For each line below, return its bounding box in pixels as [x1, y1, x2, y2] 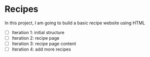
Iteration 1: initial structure [11, 29, 65, 35]
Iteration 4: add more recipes [11, 46, 71, 53]
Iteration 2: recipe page [11, 35, 60, 41]
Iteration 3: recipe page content [11, 41, 76, 47]
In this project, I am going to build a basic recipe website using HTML [4, 20, 145, 26]
